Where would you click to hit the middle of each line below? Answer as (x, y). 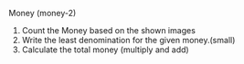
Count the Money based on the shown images (108, 30)
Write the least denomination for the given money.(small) (128, 40)
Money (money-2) (42, 13)
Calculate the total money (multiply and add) (105, 50)
